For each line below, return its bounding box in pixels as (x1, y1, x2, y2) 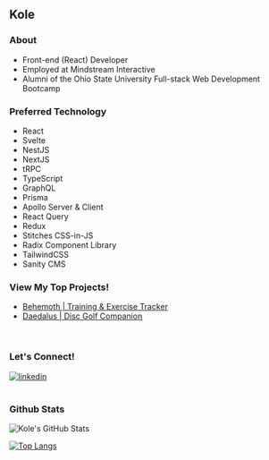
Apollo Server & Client (21, 201, 105, 212)
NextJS (21, 154, 50, 165)
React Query (21, 210, 69, 222)
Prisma (21, 192, 49, 202)
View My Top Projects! (9, 281, 110, 294)
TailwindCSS (21, 249, 70, 260)
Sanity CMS (21, 259, 66, 269)
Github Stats (9, 403, 65, 415)
